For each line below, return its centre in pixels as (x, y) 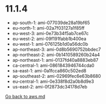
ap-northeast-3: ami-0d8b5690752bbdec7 (56, 49)
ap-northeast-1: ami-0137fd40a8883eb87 (55, 60)
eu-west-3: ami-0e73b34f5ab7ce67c (50, 33)
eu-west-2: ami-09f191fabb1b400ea (49, 39)
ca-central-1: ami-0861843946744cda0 (53, 65)
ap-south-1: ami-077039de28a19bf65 (51, 23)
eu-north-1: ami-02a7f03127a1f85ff (48, 28)
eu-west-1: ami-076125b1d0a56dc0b (50, 44)
